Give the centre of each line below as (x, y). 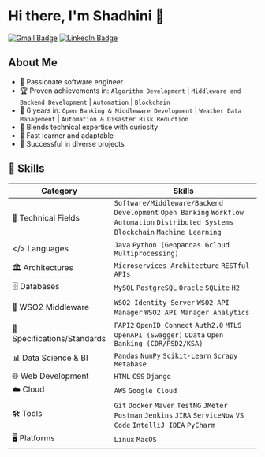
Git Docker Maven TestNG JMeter (171, 405)
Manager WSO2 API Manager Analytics (182, 312)
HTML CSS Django (142, 376)
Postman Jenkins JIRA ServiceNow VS (179, 415)
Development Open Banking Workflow (179, 212)
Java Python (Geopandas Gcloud (172, 245)
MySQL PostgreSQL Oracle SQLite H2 (177, 288)
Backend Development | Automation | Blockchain (95, 102)
